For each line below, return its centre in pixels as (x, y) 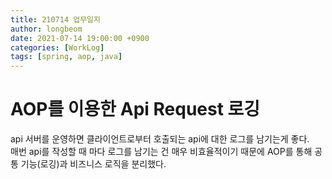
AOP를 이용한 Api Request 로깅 (135, 109)
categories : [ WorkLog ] (57, 47)
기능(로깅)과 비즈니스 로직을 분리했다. (93, 164)
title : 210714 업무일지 (55, 19)
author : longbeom (46, 29)
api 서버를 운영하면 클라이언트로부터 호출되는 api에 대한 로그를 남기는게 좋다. (160, 139)
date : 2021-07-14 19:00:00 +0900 (80, 38)
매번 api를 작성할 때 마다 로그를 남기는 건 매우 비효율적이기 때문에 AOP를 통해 (161, 152)
